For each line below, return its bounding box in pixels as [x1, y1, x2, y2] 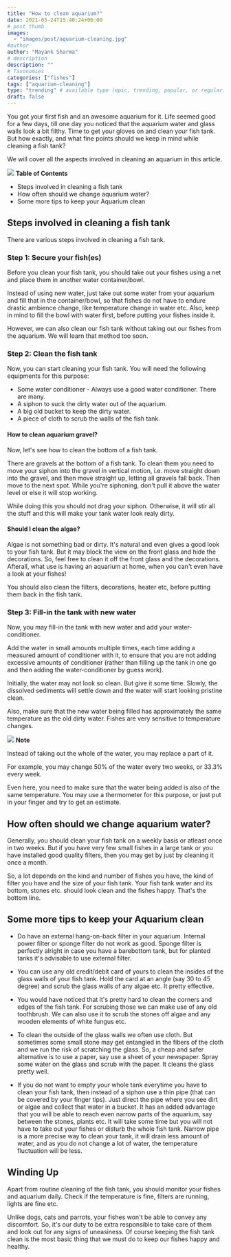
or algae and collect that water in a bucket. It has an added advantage [16, 1103, 215, 1111]
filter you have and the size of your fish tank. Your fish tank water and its [7, 878, 213, 887]
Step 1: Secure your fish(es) [7, 252, 102, 262]
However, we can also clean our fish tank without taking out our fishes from [7, 325, 221, 333]
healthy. [7, 1242, 30, 1250]
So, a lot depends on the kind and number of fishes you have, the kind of [7, 872, 214, 880]
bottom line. [7, 894, 41, 902]
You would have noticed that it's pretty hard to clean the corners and [16, 995, 212, 1003]
